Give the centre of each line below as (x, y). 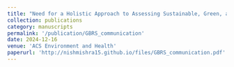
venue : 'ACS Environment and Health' (62, 46)
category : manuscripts (40, 27)
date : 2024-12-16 (32, 40)
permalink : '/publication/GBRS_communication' (76, 33)
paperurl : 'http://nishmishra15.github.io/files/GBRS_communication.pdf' (117, 53)
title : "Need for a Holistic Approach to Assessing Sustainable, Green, (115, 14)
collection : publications (45, 20)
